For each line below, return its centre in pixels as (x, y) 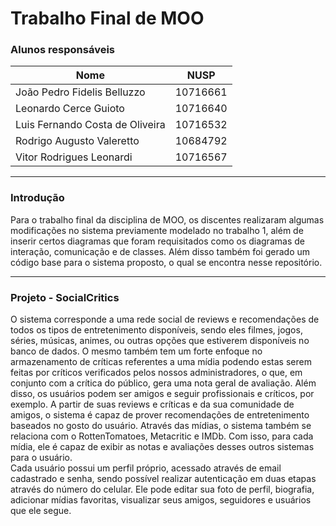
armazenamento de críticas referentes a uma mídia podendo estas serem (161, 362)
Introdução (37, 198)
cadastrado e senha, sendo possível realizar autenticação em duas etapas (163, 479)
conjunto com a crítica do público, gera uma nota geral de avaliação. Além (163, 383)
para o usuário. (41, 458)
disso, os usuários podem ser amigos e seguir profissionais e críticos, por (162, 394)
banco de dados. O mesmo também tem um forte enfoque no (136, 351)
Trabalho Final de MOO (107, 18)
